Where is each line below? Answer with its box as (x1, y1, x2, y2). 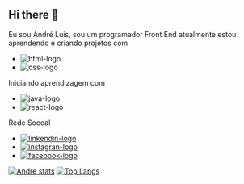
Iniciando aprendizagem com (8, 77, 105, 87)
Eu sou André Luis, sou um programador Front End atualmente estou (8, 29, 237, 39)
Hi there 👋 (8, 8, 59, 22)
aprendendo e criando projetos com (8, 38, 128, 48)
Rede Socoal (8, 118, 51, 128)
